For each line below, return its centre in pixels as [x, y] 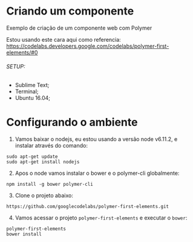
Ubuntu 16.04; [32, 98]
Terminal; [27, 91]
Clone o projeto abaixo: [44, 195]
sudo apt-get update [32, 157]
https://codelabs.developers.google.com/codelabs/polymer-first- [88, 46]
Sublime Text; [32, 85]
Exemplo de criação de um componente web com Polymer [79, 28]
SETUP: [16, 66]
